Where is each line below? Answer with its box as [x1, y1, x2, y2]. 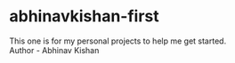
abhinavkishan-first [9, 6, 160, 27]
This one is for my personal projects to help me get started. [9, 35, 227, 46]
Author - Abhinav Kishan [9, 44, 100, 55]
